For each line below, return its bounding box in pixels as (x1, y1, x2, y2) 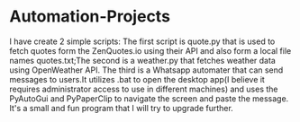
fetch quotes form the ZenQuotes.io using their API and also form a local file (9, 45, 292, 56)
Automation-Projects (9, 6, 171, 27)
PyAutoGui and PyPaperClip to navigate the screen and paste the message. (9, 92, 289, 104)
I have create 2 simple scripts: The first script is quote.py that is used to (9, 36, 276, 47)
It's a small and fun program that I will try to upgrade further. (9, 102, 234, 113)
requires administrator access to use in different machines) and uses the (9, 83, 278, 94)
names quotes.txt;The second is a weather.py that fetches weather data (9, 55, 277, 65)
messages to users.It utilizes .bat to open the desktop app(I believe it (9, 74, 266, 84)
